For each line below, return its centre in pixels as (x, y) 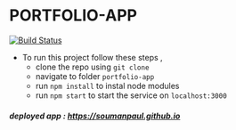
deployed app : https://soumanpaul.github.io (95, 116)
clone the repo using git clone (92, 67)
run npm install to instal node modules (107, 85)
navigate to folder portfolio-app (95, 76)
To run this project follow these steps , (92, 57)
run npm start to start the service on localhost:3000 (131, 95)
